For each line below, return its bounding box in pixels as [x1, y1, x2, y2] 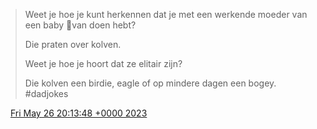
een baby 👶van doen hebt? [24, 19, 137, 31]
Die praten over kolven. [24, 39, 122, 50]
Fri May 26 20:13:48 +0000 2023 [9, 107, 148, 119]
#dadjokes [24, 88, 69, 99]
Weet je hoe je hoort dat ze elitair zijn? [24, 58, 183, 69]
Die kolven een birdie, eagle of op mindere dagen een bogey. [24, 77, 277, 89]
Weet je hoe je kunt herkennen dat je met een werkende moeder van [24, 9, 308, 20]
